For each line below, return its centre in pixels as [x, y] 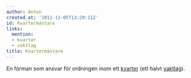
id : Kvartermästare [31, 23]
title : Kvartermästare [35, 51]
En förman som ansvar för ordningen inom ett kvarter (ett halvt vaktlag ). [96, 68]
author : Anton [24, 12]
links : [15, 29]
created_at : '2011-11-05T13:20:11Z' [52, 18]
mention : [23, 34]
